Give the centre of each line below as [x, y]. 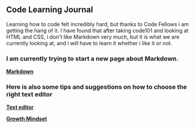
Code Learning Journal [50, 10]
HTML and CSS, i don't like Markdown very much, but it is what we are [93, 37]
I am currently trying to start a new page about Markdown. [92, 58]
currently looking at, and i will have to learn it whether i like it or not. [89, 43]
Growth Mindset [27, 119]
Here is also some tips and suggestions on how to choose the [97, 87]
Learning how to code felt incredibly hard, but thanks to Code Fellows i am [97, 24]
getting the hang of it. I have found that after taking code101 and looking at [97, 30]
